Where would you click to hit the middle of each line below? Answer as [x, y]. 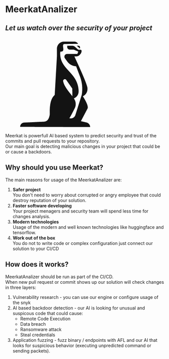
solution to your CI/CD [36, 248]
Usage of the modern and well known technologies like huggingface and [88, 227]
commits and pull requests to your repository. [53, 141]
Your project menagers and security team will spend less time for [80, 211]
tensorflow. [24, 232]
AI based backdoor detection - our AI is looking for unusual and [79, 308]
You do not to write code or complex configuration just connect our [83, 243]
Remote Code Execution [45, 319]
